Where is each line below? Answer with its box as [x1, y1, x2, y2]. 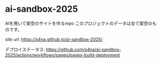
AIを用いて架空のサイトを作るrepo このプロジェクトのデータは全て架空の [5, 20, 153, 26]
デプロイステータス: [5, 46, 45, 52]
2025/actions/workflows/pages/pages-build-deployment [5, 52, 120, 58]
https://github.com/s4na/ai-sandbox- [46, 46, 121, 52]
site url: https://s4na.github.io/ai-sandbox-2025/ [5, 36, 103, 42]
